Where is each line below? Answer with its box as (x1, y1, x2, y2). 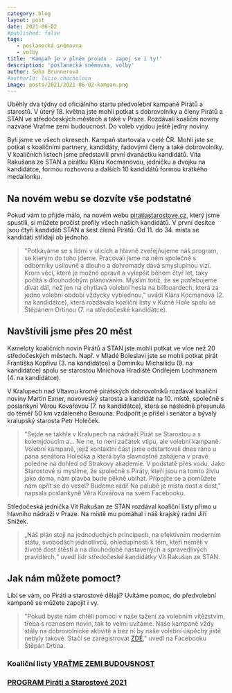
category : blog (7, 10, 51, 17)
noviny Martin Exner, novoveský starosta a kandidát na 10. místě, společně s (7, 394, 224, 402)
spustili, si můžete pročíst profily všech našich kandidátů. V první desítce (7, 219, 216, 227)
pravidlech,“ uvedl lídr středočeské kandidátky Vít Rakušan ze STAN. (24, 552, 220, 561)
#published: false (7, 29, 60, 37)
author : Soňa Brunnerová (7, 68, 79, 75)
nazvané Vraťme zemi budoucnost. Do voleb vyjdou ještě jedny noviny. (7, 122, 210, 130)
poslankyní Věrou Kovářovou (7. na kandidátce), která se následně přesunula (7, 402, 225, 410)
